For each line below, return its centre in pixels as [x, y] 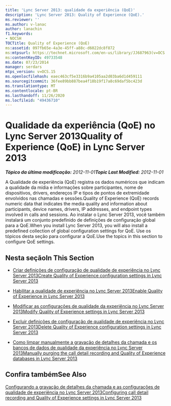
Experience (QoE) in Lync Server [75, 147]
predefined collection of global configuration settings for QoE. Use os [78, 231]
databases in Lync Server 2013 [45, 359]
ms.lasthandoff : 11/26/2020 [35, 95]
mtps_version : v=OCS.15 [31, 72]
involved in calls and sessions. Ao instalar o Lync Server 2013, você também [85, 214]
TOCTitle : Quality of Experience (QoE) [48, 43]
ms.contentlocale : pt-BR [32, 91]
